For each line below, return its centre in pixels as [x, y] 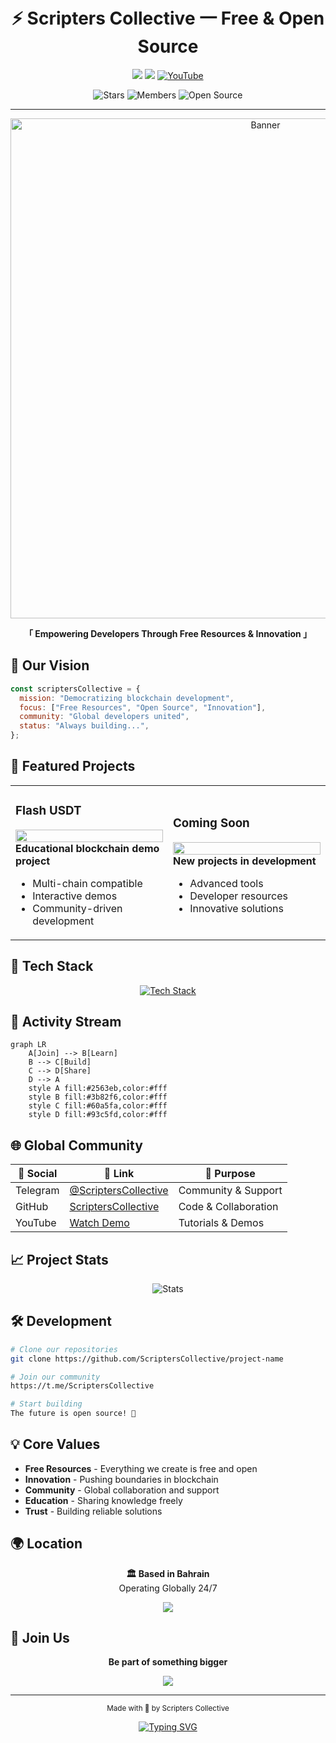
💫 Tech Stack [52, 966]
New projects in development [245, 861]
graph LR [28, 1045]
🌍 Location [46, 1544]
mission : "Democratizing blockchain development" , [127, 698]
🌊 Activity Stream [66, 1021]
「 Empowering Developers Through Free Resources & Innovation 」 [168, 633]
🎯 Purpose [230, 1174]
